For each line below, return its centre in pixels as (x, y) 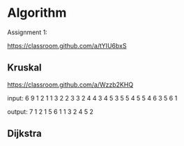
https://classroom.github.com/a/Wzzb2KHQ (70, 85)
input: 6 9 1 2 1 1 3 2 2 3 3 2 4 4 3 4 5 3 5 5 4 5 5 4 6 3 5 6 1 (92, 98)
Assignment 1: (27, 32)
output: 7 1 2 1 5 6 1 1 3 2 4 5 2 (51, 111)
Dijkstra (24, 134)
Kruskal (24, 68)
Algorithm (37, 13)
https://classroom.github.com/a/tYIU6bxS (67, 45)
